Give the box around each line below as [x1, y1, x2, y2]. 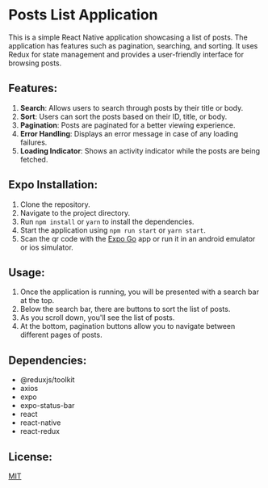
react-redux [19, 427, 61, 436]
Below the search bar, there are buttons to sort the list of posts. [19, 305, 231, 314]
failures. [19, 137, 48, 147]
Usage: [8, 265, 46, 280]
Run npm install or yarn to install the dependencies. [19, 217, 195, 226]
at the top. [19, 296, 55, 305]
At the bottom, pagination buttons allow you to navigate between [19, 322, 236, 331]
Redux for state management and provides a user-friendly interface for [8, 49, 245, 59]
